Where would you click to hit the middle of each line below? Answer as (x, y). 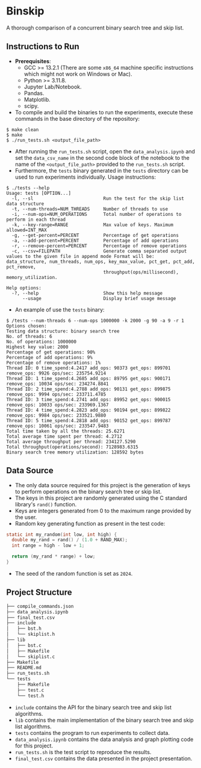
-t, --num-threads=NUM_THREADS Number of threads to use (90, 209)
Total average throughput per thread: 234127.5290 (71, 441)
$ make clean (23, 130)
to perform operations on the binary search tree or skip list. (88, 491)
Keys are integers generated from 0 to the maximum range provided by (103, 511)
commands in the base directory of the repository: (77, 118)
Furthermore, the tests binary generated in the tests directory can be (101, 170)
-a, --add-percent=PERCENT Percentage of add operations (95, 241)
